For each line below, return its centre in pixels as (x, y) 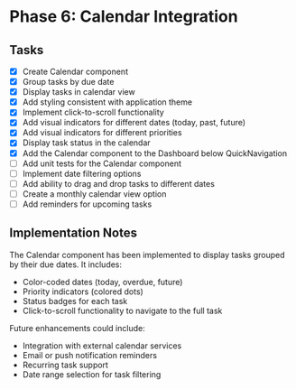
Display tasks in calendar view (79, 92)
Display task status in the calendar (86, 143)
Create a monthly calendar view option (94, 194)
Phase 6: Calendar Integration (124, 17)
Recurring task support (65, 365)
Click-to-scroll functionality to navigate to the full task (122, 310)
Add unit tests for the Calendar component (102, 163)
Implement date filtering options (82, 173)
